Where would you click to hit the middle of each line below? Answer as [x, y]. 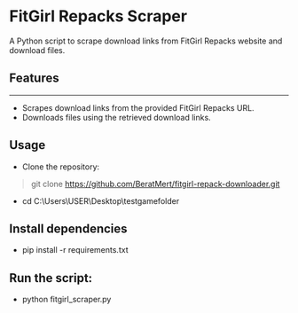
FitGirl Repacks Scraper [98, 16]
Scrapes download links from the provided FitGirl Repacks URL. [138, 107]
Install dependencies [68, 228]
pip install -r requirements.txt [75, 250]
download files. [37, 50]
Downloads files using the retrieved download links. [116, 117]
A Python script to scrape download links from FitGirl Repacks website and [146, 41]
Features [34, 78]
